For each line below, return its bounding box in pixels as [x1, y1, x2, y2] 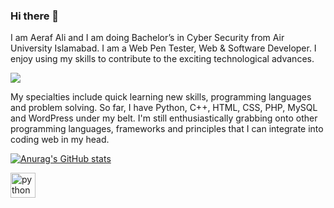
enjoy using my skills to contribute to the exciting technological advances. [10, 53, 315, 65]
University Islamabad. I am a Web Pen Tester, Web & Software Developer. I [10, 42, 317, 54]
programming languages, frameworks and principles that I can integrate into [10, 123, 324, 135]
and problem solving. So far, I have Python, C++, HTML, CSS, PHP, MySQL [10, 102, 318, 114]
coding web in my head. [10, 134, 110, 146]
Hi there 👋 [10, 9, 60, 23]
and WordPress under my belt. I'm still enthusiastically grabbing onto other [10, 112, 318, 124]
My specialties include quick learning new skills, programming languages [10, 91, 312, 103]
